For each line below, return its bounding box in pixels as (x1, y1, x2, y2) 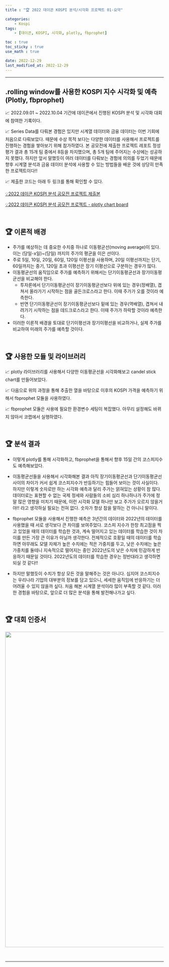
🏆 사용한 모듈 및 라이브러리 (5, 352, 86, 361)
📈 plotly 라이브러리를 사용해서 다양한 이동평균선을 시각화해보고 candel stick (5, 368, 156, 374)
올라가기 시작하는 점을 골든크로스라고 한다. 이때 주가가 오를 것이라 (29, 288, 158, 294)
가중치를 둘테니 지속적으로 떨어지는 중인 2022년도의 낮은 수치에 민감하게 (12, 547, 155, 553)
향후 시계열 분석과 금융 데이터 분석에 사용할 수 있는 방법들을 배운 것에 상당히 (5, 162, 154, 168)
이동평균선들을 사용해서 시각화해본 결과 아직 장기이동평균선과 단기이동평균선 (12, 473, 162, 479)
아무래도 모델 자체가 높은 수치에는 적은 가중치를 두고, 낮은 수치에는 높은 (22, 541, 162, 547)
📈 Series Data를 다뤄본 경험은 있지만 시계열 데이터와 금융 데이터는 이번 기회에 (5, 128, 159, 134)
